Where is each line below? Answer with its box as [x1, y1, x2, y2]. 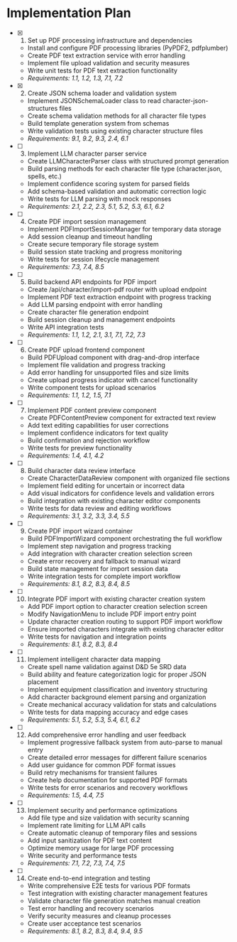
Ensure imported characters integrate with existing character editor [27, 624, 224, 633]
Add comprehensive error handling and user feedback [27, 730, 187, 739]
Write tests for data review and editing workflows [27, 504, 172, 512]
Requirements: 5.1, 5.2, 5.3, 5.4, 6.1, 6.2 [27, 715, 140, 724]
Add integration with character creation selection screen [27, 549, 193, 558]
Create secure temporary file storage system [27, 239, 159, 248]
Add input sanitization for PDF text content [27, 836, 152, 845]
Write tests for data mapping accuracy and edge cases [27, 708, 189, 716]
